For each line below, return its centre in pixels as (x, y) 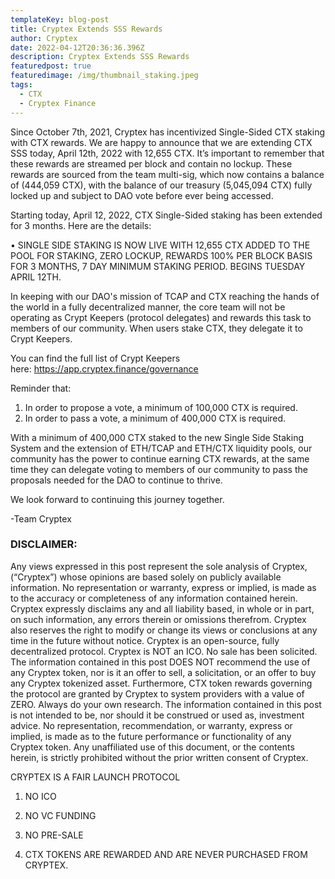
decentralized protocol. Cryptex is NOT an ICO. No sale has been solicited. (164, 651)
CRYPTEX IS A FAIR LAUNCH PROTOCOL (95, 777)
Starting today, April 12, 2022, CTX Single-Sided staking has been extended (166, 215)
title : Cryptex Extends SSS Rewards (86, 29)
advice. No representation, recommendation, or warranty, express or (151, 725)
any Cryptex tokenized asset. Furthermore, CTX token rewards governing (161, 683)
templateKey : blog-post (60, 19)
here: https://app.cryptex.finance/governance (104, 368)
